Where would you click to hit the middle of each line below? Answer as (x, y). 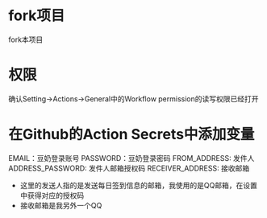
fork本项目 (26, 39)
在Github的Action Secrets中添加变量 (131, 135)
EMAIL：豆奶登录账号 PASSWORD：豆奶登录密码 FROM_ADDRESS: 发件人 (131, 158)
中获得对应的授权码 (52, 195)
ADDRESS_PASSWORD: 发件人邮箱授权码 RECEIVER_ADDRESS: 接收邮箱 (129, 168)
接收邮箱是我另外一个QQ (61, 205)
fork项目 (37, 16)
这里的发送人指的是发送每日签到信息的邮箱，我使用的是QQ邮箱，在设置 (139, 185)
